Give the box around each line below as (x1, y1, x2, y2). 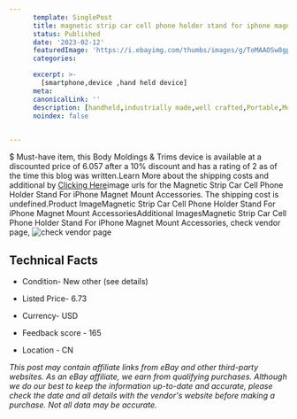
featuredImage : (32, 46, 89, 55)
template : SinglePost (32, 12, 113, 22)
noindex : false (32, 112, 89, 120)
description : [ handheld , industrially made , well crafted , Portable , (32, 103, 283, 112)
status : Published (32, 29, 101, 38)
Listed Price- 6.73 (21, 293, 88, 304)
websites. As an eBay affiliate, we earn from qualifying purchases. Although (9, 371, 287, 382)
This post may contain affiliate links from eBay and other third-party (9, 361, 259, 372)
